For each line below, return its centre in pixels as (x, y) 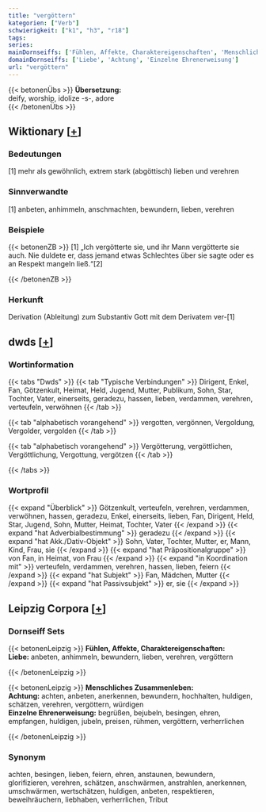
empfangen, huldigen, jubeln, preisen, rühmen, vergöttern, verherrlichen (126, 721)
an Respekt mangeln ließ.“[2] (55, 264)
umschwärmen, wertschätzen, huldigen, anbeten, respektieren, (112, 791)
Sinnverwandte (38, 192)
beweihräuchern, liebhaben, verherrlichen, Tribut (88, 800)
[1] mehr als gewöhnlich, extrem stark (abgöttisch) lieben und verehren (124, 171)
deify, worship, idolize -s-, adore (61, 98)
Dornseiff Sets (36, 631)
